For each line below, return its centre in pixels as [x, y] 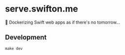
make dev [14, 48]
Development [26, 37]
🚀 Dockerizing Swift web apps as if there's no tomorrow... [62, 22]
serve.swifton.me [42, 9]
